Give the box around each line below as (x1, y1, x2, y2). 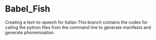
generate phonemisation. (5, 29, 55, 35)
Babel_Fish (5, 3, 50, 14)
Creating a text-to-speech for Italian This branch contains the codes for (5, 19, 148, 25)
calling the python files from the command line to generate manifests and (5, 24, 151, 30)
